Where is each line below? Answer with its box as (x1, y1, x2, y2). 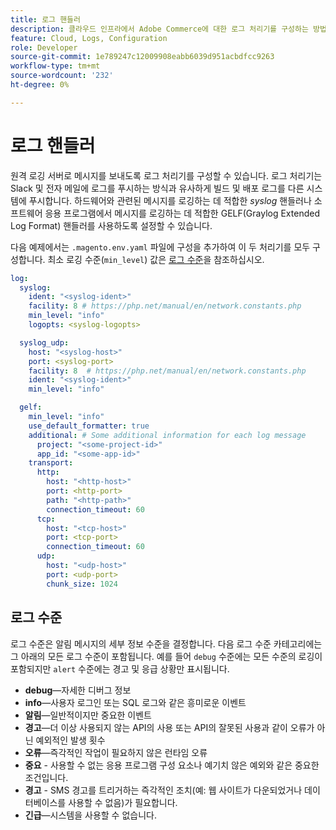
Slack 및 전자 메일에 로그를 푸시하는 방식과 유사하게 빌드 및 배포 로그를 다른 (10, 182, 305, 194)
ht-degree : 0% (10, 80, 70, 90)
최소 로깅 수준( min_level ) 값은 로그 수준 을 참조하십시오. (47, 253, 265, 265)
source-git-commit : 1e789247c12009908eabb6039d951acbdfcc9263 (10, 52, 275, 62)
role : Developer (10, 42, 78, 53)
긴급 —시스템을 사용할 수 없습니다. (24, 809, 157, 821)
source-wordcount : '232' (10, 71, 114, 81)
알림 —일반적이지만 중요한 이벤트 (24, 709, 152, 721)
